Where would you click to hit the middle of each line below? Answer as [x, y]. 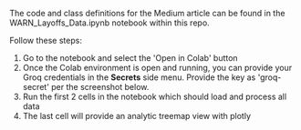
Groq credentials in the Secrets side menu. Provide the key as [139, 77]
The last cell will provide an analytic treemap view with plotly [137, 116]
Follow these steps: [46, 40]
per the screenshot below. [100, 87]
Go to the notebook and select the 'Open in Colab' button [130, 58]
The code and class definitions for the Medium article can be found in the [147, 13]
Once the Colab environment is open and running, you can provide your [157, 68]
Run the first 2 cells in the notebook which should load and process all [155, 96]
